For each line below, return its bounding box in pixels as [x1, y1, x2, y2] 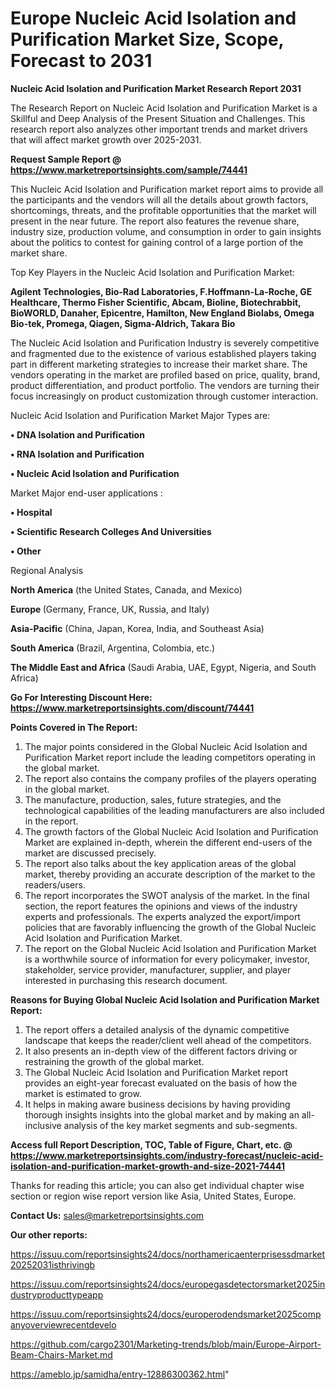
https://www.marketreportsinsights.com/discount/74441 [10, 702, 255, 714]
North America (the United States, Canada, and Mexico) [10, 583, 243, 596]
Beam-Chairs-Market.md [10, 1348, 113, 1361]
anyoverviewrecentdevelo [10, 1318, 117, 1331]
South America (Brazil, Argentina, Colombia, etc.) [10, 642, 216, 654]
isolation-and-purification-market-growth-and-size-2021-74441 [10, 1160, 286, 1172]
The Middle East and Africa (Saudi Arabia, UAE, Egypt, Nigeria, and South [10, 661, 317, 673]
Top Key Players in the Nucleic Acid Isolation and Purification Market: [10, 266, 295, 278]
